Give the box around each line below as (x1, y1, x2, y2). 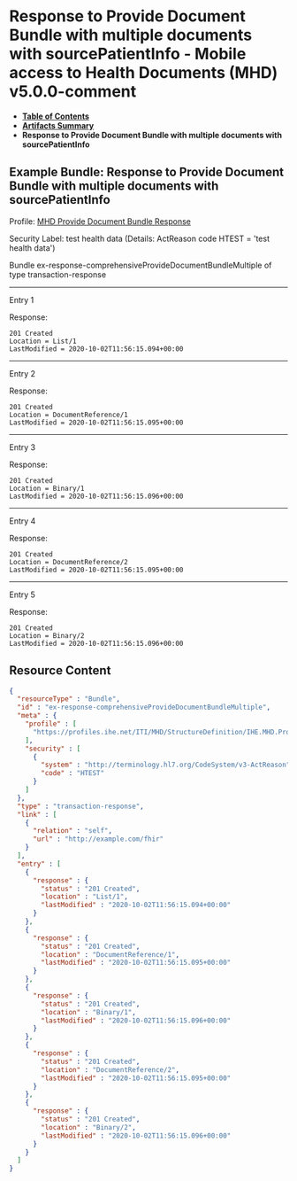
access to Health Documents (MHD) (9, 63, 278, 83)
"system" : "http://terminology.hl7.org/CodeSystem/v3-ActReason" (41, 760, 291, 770)
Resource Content (9, 663, 111, 679)
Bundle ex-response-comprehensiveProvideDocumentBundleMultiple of (9, 260, 272, 270)
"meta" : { (17, 711, 57, 720)
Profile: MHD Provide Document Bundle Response (9, 215, 192, 227)
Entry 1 (9, 294, 34, 305)
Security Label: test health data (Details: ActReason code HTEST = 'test (9, 233, 270, 244)
